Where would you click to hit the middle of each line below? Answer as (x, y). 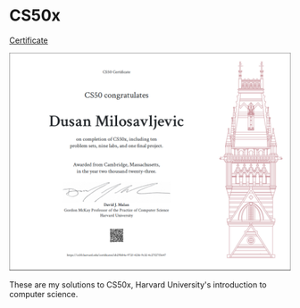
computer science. (44, 294)
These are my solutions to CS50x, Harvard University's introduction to (138, 284)
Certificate (29, 40)
